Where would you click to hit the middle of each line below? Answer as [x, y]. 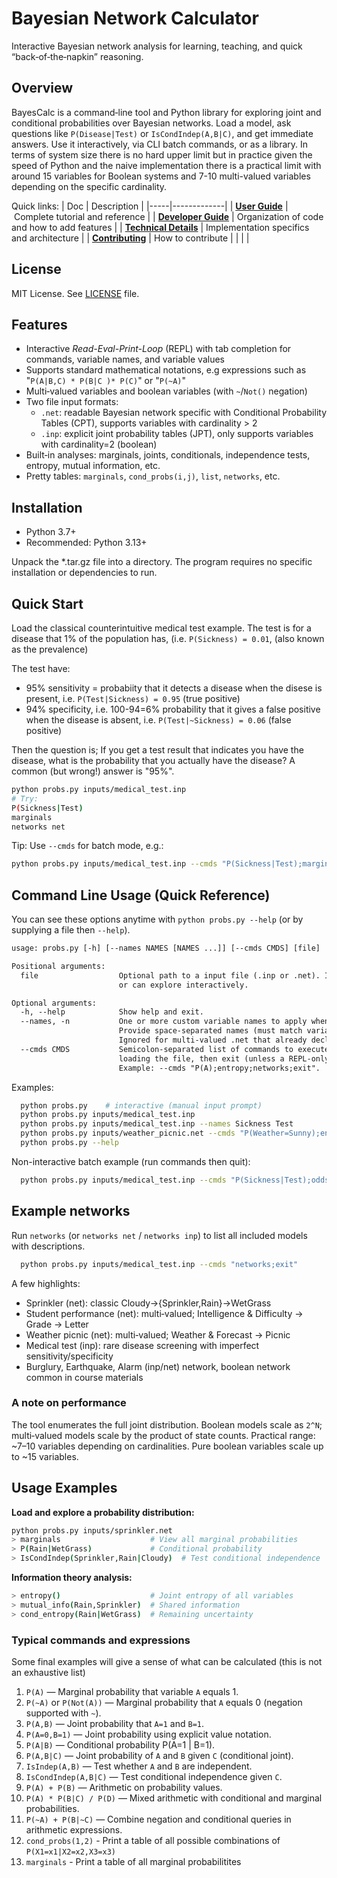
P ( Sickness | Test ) [47, 808]
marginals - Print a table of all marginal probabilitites [133, 1862]
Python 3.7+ [51, 532]
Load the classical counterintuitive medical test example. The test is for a [161, 628]
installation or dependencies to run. [84, 573]
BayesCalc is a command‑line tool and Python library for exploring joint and [166, 112]
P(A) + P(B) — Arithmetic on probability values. [124, 1788]
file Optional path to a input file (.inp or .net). [170, 975]
